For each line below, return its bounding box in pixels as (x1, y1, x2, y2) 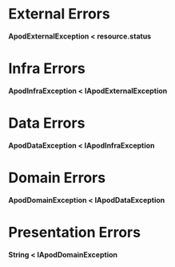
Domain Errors (8, 169, 106, 187)
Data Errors (8, 114, 86, 132)
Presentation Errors (8, 223, 141, 241)
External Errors (8, 5, 110, 23)
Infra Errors (8, 59, 86, 78)
